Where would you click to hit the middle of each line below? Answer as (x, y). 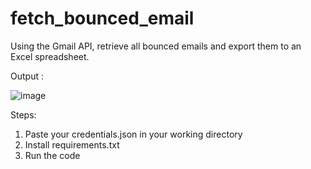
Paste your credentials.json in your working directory (133, 134)
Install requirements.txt (72, 144)
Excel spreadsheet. (50, 56)
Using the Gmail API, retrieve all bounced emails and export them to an (156, 46)
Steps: (23, 114)
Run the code (52, 155)
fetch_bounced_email (102, 18)
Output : (27, 76)
